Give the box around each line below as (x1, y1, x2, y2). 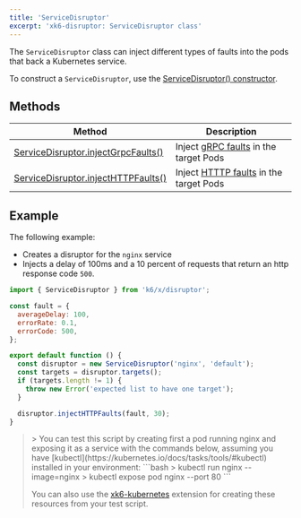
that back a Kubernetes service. (9, 56, 127, 66)
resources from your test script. (30, 498, 149, 509)
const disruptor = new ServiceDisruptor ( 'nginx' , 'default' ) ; (17, 359, 254, 368)
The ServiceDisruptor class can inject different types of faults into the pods (9, 46, 289, 56)
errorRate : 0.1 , (17, 318, 78, 327)
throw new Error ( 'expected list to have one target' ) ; (25, 384, 235, 393)
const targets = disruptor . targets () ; (17, 368, 163, 377)
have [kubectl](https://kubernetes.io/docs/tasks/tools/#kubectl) (30, 453, 267, 463)
